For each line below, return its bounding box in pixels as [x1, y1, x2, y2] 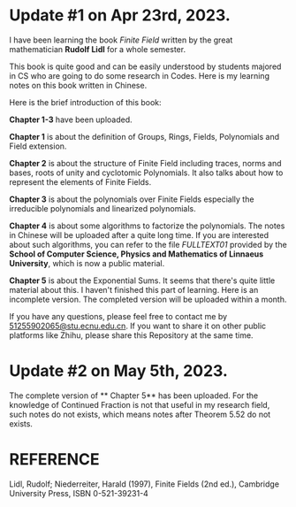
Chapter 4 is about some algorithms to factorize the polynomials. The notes [9, 220, 285, 231]
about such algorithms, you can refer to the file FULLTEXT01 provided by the [9, 239, 287, 250]
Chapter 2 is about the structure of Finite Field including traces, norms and [9, 157, 282, 168]
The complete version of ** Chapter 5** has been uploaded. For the [9, 390, 259, 401]
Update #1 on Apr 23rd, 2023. [9, 5, 231, 26]
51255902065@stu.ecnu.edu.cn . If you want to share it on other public [9, 320, 267, 331]
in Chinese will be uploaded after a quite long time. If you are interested [9, 229, 269, 240]
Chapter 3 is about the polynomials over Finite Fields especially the [9, 194, 254, 204]
